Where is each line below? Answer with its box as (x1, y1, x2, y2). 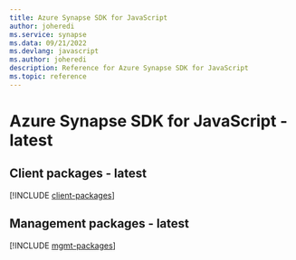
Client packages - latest (9, 166, 148, 181)
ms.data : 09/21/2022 (9, 38, 88, 48)
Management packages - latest (9, 216, 190, 231)
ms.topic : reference (9, 72, 88, 81)
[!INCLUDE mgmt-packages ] (9, 240, 116, 251)
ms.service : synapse (9, 30, 88, 39)
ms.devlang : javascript (9, 47, 100, 56)
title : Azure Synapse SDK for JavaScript (9, 13, 168, 23)
